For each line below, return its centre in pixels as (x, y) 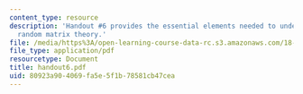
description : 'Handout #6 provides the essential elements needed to (143, 26)
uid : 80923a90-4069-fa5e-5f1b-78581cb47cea (92, 76)
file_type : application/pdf (62, 51)
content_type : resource (54, 17)
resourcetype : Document (54, 59)
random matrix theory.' (62, 34)
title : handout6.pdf (48, 68)
